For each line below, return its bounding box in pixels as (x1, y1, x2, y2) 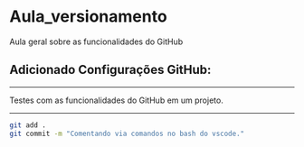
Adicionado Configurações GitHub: (9, 62, 212, 78)
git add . (9, 120, 47, 130)
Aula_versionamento (9, 6, 167, 27)
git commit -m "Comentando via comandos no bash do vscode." (9, 129, 245, 138)
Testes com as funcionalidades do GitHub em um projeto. (9, 95, 223, 106)
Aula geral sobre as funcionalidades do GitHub (9, 36, 184, 47)
